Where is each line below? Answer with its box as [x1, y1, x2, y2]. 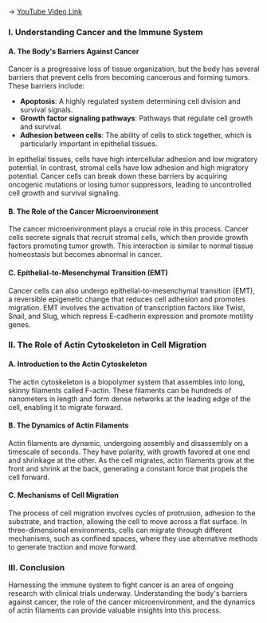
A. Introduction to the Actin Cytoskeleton [8, 359, 147, 369]
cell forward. [8, 472, 50, 482]
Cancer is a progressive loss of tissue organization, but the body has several [8, 64, 260, 74]
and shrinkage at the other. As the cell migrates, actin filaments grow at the [8, 455, 255, 465]
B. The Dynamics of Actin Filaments [8, 420, 129, 430]
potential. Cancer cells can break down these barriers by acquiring [8, 172, 227, 181]
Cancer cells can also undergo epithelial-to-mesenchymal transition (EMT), [8, 286, 255, 295]
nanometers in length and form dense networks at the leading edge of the [8, 394, 251, 404]
